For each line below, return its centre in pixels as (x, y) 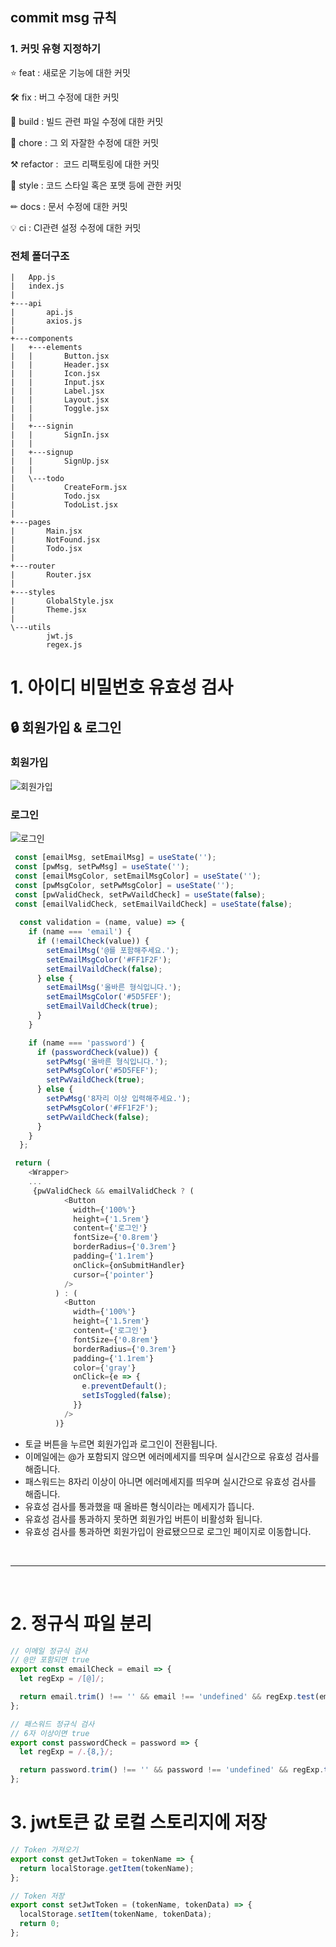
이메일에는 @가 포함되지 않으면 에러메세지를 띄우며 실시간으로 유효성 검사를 (172, 1456)
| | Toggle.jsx (60, 408)
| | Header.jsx (60, 364)
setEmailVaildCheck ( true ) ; (102, 1006)
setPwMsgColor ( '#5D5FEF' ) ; (102, 1071)
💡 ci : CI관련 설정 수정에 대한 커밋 (76, 227)
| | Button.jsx (60, 356)
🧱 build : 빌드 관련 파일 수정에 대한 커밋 (87, 121)
